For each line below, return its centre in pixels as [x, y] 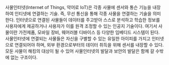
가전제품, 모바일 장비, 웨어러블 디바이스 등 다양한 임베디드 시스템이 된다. [89, 32]
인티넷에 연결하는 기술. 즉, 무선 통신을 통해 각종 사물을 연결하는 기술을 [83, 13]
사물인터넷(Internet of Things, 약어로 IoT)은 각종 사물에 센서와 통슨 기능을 [78, 7]
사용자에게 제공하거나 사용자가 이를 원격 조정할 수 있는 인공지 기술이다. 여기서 [81, 26]
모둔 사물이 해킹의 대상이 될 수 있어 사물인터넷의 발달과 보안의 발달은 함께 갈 [80, 51]
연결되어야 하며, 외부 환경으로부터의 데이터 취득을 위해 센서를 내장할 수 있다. [89, 45]
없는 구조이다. [24, 57]
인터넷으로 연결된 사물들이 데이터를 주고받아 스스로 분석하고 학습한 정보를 [88, 20]
